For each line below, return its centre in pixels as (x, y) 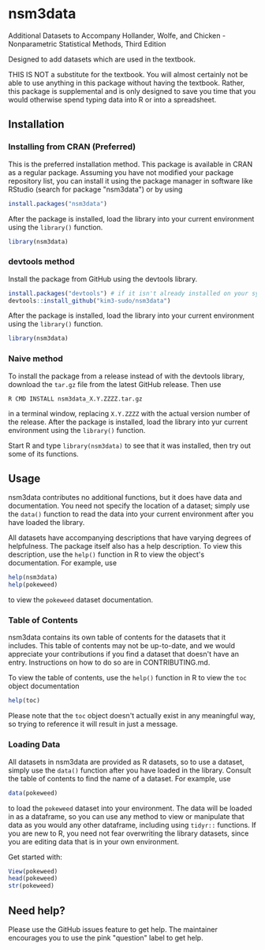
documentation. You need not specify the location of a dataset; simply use (129, 506)
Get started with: (35, 857)
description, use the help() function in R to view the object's (106, 555)
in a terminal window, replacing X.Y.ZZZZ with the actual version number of (129, 413)
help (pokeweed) (33, 585)
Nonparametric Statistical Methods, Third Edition (88, 43)
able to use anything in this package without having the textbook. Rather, (127, 83)
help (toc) (24, 701)
